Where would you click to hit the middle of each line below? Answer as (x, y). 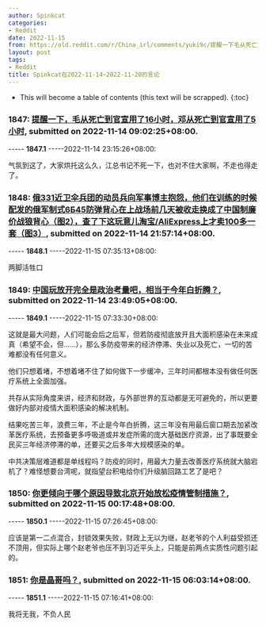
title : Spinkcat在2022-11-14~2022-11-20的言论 (84, 75)
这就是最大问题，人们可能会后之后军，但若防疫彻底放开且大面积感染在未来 (129, 334)
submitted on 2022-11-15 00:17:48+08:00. (92, 504)
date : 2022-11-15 (37, 38)
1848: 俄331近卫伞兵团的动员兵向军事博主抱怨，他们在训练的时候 (133, 198)
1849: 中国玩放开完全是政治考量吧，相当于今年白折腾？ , (115, 290)
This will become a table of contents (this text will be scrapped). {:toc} (134, 97)
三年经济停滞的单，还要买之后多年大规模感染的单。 (105, 444)
